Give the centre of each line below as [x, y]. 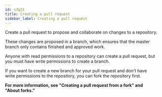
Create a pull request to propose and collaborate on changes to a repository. [81, 32]
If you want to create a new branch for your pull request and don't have [76, 71]
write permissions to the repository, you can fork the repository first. [73, 76]
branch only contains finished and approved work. [55, 47]
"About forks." [20, 91]
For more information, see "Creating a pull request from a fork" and [74, 85]
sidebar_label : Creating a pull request [46, 18]
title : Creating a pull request [37, 14]
